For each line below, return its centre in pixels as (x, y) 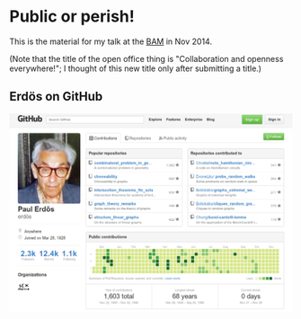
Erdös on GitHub (56, 97)
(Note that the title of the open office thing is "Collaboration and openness (146, 58)
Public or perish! (72, 17)
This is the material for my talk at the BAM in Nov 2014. (111, 41)
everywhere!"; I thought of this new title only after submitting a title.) (136, 68)
